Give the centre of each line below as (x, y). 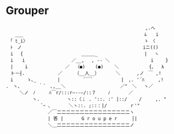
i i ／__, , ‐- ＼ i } (89, 60)
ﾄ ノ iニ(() (84, 47)
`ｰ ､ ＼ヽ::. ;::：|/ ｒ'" (90, 105)
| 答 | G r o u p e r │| (93, 118)
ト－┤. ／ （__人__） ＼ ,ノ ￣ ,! (86, 73)
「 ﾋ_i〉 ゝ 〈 (83, 41)
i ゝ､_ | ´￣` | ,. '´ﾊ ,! (87, 80)
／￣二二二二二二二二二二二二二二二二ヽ (91, 112)
